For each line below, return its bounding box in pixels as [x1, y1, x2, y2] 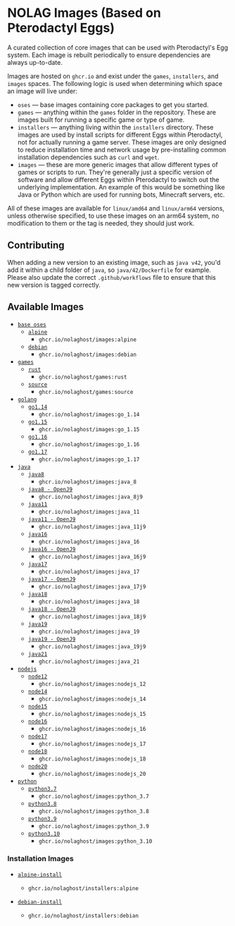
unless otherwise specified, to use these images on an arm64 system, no [7, 211, 220, 220]
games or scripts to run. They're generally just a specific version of [17, 168, 212, 176]
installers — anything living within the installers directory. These [17, 123, 214, 131]
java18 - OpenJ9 [27, 605, 76, 612]
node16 [27, 717, 48, 725]
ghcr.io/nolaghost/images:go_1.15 [38, 426, 140, 433]
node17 [27, 733, 48, 740]
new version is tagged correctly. [7, 280, 101, 289]
